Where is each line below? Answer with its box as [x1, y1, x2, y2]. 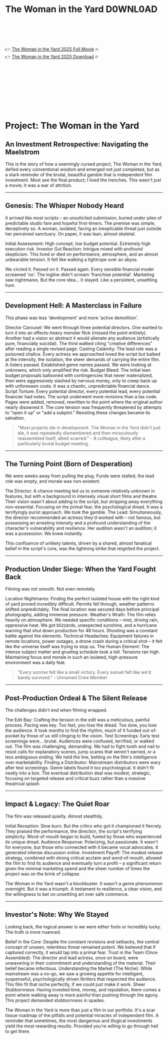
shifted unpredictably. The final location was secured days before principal [5, 606, 159, 612]
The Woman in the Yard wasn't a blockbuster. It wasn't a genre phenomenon [5, 880, 163, 886]
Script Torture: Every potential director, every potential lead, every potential [5, 388, 160, 394]
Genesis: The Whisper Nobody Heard [5, 201, 124, 210]
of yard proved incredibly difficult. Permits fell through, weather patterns [5, 601, 154, 607]
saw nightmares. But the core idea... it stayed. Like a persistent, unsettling [5, 277, 157, 283]
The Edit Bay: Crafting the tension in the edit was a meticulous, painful [5, 717, 150, 722]
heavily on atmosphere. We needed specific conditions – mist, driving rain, [5, 617, 159, 623]
